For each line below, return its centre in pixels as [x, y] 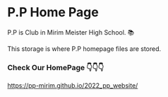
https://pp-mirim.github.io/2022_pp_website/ [73, 86]
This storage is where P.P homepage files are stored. [84, 48]
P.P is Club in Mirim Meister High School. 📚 [71, 32]
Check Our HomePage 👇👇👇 [56, 67]
